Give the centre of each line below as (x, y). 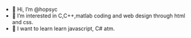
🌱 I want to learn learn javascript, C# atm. (63, 28)
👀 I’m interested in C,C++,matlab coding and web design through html (99, 16)
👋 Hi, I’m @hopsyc (35, 9)
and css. (23, 22)
